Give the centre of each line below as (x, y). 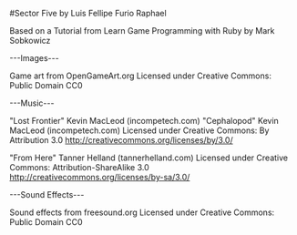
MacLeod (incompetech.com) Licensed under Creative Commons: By (139, 130)
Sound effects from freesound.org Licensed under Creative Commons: (142, 212)
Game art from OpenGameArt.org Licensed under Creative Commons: (140, 76)
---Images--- (34, 58)
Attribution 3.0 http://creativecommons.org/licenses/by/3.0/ (122, 140)
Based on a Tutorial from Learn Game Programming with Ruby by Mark (142, 31)
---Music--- (32, 103)
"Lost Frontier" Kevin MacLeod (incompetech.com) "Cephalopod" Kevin (144, 121)
